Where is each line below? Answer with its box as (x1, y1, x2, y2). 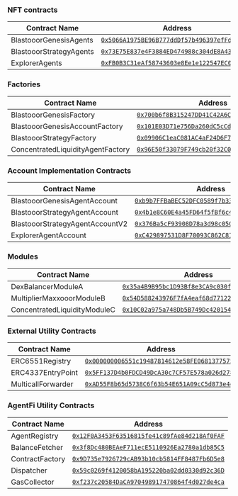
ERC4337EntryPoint (11, 368, 79, 378)
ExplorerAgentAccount (11, 230, 87, 240)
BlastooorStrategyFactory (11, 133, 97, 142)
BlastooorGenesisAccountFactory (11, 121, 123, 131)
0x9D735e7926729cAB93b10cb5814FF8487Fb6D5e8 (72, 455, 225, 463)
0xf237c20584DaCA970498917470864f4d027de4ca (72, 478, 225, 486)
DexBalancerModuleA (11, 282, 84, 292)
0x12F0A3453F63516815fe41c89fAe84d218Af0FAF (72, 432, 225, 440)
